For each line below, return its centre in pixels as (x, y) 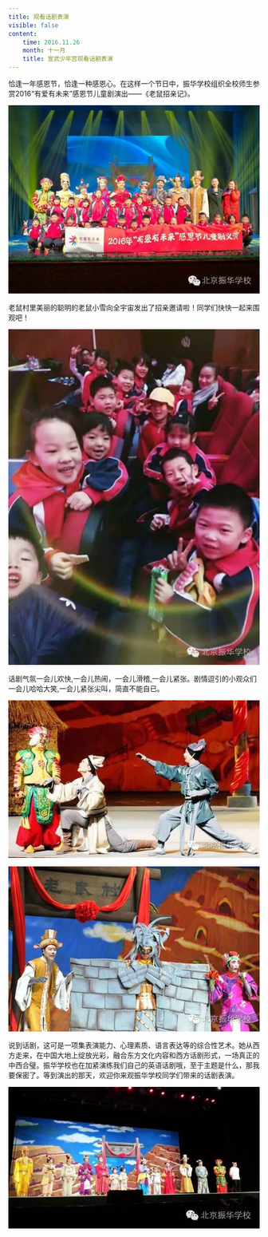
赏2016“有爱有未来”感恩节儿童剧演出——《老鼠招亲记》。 (102, 93)
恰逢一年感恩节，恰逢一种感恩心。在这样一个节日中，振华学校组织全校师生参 (134, 83)
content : (23, 34)
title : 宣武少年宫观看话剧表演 (68, 59)
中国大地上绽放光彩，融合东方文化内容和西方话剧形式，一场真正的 (151, 1055)
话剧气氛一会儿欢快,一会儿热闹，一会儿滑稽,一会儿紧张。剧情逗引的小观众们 (133, 679)
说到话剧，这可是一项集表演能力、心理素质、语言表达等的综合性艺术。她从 (130, 1045)
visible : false (33, 25)
